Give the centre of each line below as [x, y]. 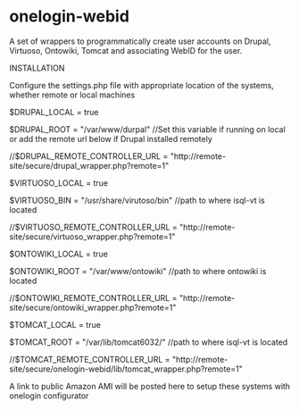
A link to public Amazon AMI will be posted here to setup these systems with [150, 386]
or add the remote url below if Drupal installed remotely [111, 138]
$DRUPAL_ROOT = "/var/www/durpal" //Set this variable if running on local [147, 129]
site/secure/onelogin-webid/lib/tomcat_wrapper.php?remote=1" [126, 369]
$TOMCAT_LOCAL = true [55, 324]
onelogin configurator [49, 396]
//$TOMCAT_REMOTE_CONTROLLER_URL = [90, 359]
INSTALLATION [37, 68]
